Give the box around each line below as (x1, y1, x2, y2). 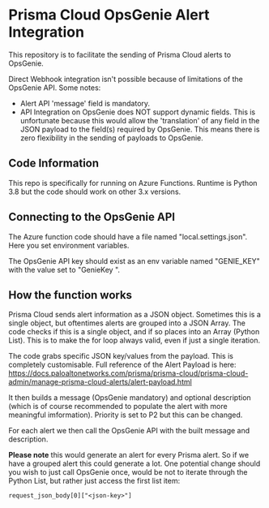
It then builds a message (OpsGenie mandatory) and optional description (8, 393, 251, 403)
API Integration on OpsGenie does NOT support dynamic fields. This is (19, 107, 256, 117)
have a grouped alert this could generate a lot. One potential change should (8, 458, 261, 468)
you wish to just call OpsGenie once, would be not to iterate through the (8, 467, 249, 477)
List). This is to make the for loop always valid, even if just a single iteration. (8, 335, 261, 346)
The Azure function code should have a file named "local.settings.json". (8, 231, 248, 241)
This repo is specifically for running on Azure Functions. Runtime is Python (8, 178, 258, 187)
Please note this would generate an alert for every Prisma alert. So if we (8, 450, 250, 460)
